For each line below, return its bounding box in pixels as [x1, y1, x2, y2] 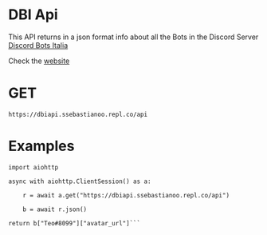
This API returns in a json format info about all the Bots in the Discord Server [8, 32, 259, 42]
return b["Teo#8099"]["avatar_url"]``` [8, 219, 141, 227]
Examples [8, 137, 75, 155]
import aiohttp [8, 163, 59, 171]
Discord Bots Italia [8, 40, 69, 50]
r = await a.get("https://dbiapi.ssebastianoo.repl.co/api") [22, 191, 230, 199]
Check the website [8, 56, 70, 66]
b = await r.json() [22, 205, 88, 213]
